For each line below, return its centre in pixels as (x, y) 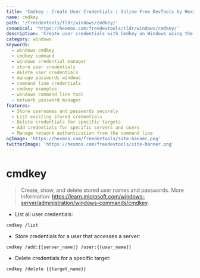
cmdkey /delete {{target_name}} (46, 269)
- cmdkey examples (35, 89)
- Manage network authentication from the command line (82, 133)
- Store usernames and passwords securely (65, 111)
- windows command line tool (48, 94)
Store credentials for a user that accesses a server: (78, 236)
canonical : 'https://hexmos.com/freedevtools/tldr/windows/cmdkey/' (93, 28)
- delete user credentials (45, 72)
